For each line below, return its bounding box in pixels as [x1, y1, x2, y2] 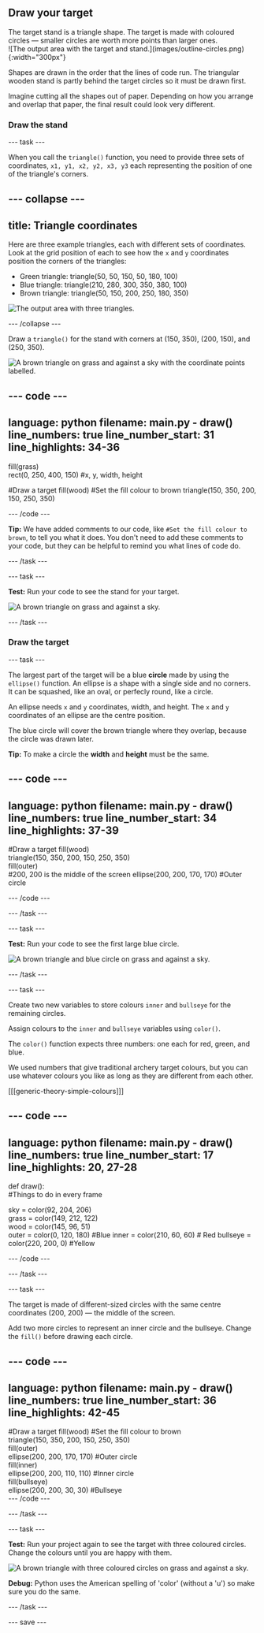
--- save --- [8, 1617, 47, 1627]
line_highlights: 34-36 [8, 441, 121, 454]
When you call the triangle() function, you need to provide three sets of [8, 153, 245, 162]
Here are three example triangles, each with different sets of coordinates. [8, 240, 246, 249]
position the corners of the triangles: [8, 256, 127, 266]
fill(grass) [8, 461, 39, 471]
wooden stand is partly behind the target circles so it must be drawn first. [8, 76, 247, 85]
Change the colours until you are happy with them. [8, 1548, 173, 1557]
